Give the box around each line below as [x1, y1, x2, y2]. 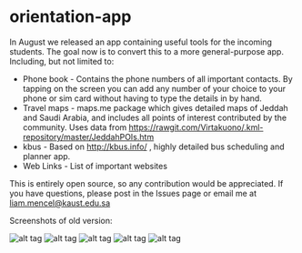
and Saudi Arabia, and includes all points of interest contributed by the [22, 112, 287, 123]
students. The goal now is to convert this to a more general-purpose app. [9, 46, 285, 56]
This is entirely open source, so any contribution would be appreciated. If [9, 177, 284, 188]
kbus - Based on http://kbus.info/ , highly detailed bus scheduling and [22, 141, 285, 152]
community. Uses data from [22, 121, 127, 133]
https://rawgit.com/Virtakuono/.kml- [128, 121, 264, 133]
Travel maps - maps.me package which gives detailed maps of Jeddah [22, 102, 288, 113]
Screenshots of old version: [9, 215, 113, 226]
